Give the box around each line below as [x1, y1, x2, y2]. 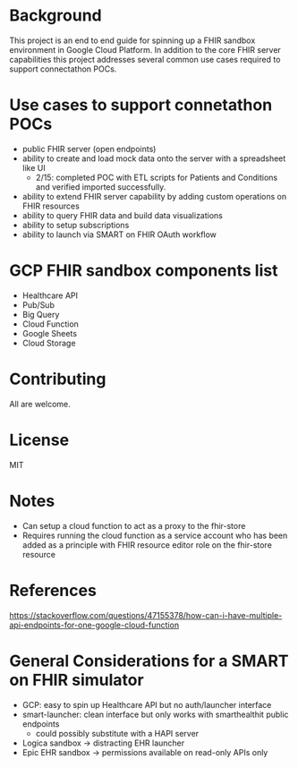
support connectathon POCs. [9, 64, 117, 74]
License [9, 430, 70, 450]
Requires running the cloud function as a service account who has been [21, 530, 288, 541]
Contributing [9, 369, 106, 389]
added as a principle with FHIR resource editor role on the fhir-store [21, 539, 273, 550]
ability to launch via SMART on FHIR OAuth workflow [21, 229, 217, 240]
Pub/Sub [21, 299, 55, 310]
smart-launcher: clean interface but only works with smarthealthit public [21, 709, 289, 720]
